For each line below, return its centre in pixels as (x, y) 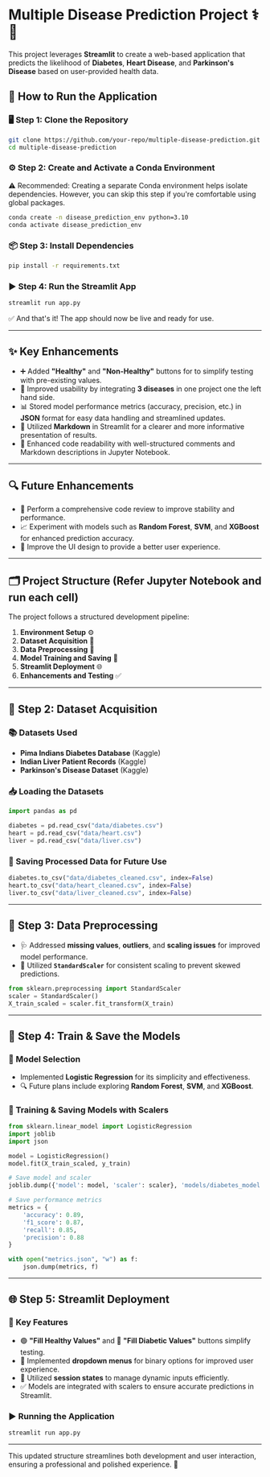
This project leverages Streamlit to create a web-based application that (127, 54)
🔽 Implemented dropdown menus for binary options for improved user (137, 1360)
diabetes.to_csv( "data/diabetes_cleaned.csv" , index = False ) (111, 878)
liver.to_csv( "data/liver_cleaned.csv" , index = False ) (100, 893)
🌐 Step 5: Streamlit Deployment (89, 1300)
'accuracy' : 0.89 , (53, 1215)
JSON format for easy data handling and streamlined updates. (123, 418)
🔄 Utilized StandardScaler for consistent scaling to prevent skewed (130, 965)
